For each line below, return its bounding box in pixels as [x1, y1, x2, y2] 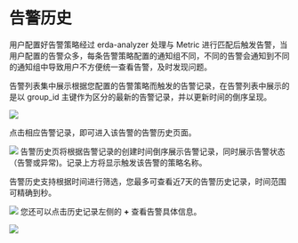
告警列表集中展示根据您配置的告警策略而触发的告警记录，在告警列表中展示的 [9, 80, 290, 91]
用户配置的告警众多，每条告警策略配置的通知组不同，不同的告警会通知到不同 [9, 50, 290, 61]
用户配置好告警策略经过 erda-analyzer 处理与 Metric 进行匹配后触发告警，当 [9, 39, 288, 50]
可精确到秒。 [9, 187, 56, 198]
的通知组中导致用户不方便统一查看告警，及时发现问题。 [9, 61, 212, 72]
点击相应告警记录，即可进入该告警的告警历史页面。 [9, 126, 197, 138]
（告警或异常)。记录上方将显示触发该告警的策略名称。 [9, 157, 207, 167]
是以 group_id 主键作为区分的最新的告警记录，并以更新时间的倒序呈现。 [9, 91, 272, 102]
